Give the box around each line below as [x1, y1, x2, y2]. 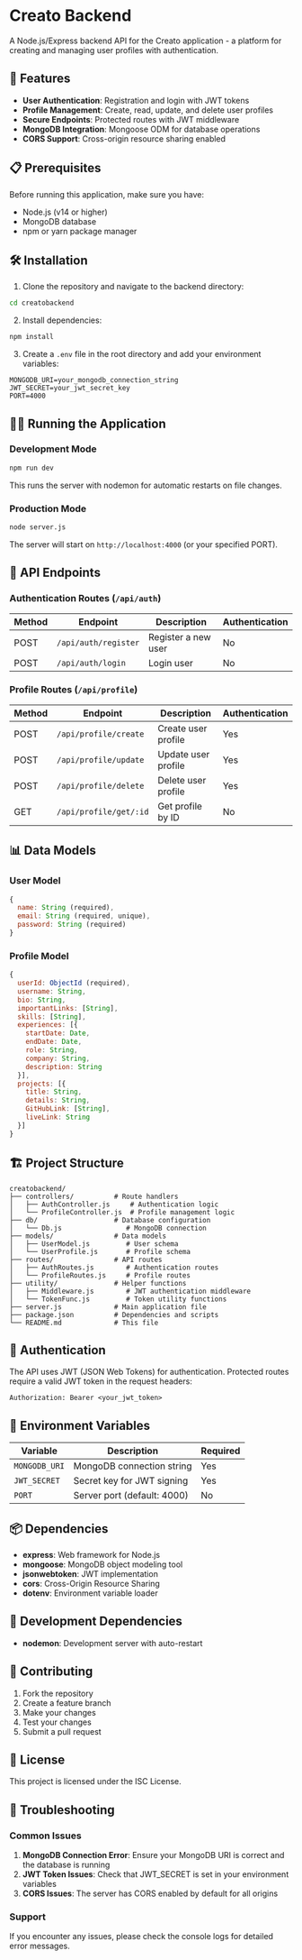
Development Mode [9, 443, 97, 455]
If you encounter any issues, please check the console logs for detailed [9, 1931, 274, 1942]
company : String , [25, 1054, 91, 1063]
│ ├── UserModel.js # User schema [9, 1239, 179, 1249]
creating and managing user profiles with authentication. [9, 44, 218, 55]
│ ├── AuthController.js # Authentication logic [9, 1200, 219, 1209]
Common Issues [9, 1829, 83, 1842]
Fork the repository [22, 1688, 94, 1699]
